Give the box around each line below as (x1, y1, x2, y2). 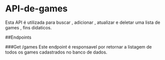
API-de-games (5, 3, 68, 14)
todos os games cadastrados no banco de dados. (5, 49, 107, 55)
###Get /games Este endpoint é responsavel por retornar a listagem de (5, 44, 152, 50)
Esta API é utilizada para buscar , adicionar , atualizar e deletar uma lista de (5, 19, 160, 25)
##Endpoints (5, 34, 31, 40)
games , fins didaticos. (5, 24, 52, 30)
